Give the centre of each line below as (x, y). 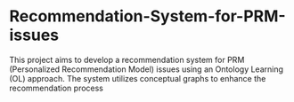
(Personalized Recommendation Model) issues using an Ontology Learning (146, 69)
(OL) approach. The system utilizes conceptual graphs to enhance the (138, 78)
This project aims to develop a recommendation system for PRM (127, 59)
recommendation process (57, 88)
